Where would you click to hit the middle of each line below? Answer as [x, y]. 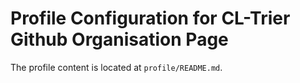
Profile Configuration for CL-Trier [150, 18]
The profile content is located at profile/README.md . [116, 67]
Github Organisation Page [119, 39]
